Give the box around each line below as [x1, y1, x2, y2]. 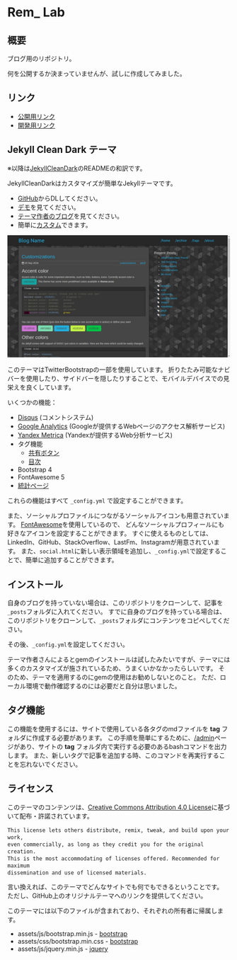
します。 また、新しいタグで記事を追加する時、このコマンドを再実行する [7, 751, 219, 760]
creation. [7, 847, 37, 855]
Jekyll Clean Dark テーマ [7, 144, 117, 156]
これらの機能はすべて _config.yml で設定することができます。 [7, 496, 187, 505]
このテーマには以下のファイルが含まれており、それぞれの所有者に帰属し [7, 906, 218, 915]
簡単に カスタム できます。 [17, 220, 92, 229]
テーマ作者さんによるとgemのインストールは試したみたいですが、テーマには [7, 656, 231, 664]
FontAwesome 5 [17, 473, 65, 481]
